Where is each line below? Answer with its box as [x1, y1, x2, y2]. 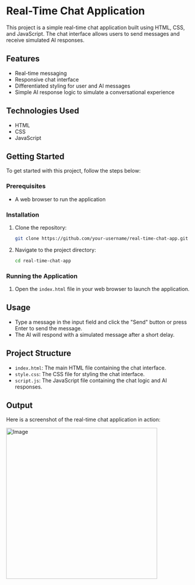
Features [6, 54, 40, 64]
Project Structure [6, 348, 71, 358]
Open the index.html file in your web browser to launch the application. [14, 286, 190, 293]
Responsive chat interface [14, 76, 79, 83]
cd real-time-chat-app [14, 258, 71, 264]
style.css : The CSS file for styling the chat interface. [14, 370, 145, 377]
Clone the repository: [14, 224, 67, 231]
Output [6, 401, 33, 411]
